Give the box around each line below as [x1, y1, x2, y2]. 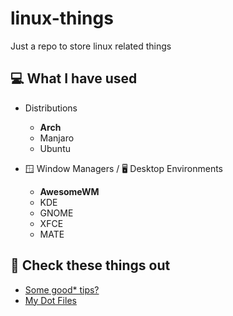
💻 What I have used [10, 70, 138, 87]
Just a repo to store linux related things [10, 40, 172, 52]
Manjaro [39, 132, 75, 144]
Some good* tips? [24, 283, 100, 296]
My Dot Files [24, 294, 77, 306]
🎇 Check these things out [10, 257, 171, 274]
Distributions [24, 102, 78, 114]
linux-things [10, 7, 114, 30]
